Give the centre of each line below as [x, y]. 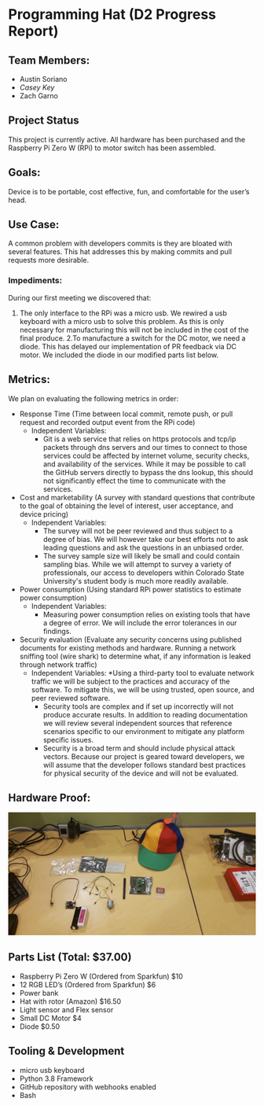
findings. [57, 631]
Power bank [39, 993]
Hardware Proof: [49, 797]
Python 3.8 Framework [56, 1078]
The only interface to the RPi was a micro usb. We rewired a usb [123, 313]
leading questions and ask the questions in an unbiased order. [143, 547]
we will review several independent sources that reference [137, 723]
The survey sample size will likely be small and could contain [141, 555]
